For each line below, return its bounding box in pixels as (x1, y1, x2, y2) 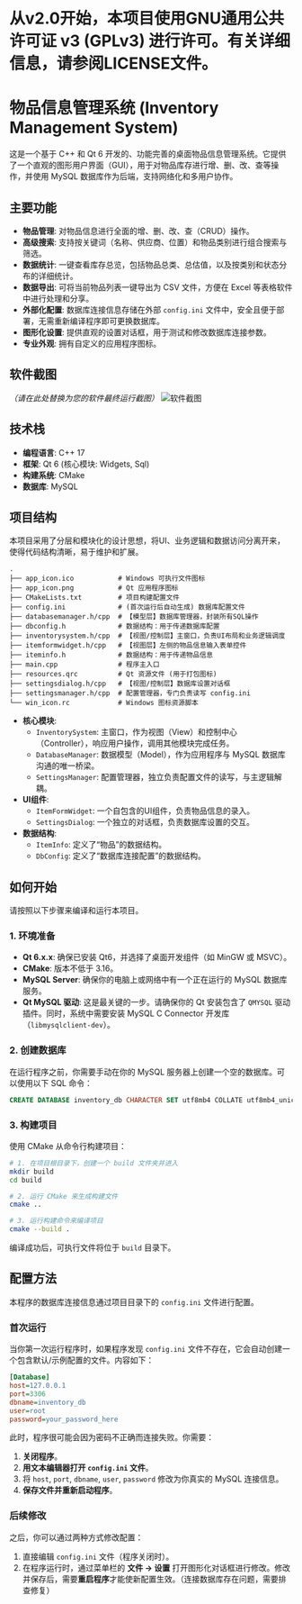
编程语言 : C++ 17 (22, 447, 85, 458)
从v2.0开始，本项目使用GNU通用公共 (9, 8, 285, 29)
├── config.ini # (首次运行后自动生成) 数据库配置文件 (9, 603, 245, 612)
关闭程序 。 (22, 1451, 63, 1462)
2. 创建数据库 (9, 1044, 67, 1056)
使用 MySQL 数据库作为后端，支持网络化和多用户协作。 (32, 171, 238, 182)
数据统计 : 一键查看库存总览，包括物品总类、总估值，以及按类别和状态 (22, 258, 280, 270)
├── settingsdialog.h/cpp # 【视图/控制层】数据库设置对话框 (9, 679, 231, 689)
